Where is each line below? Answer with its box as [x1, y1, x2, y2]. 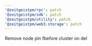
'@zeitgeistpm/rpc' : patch [5, 7, 62, 13]
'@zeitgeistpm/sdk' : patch [5, 12, 62, 17]
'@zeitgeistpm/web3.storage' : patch [5, 21, 82, 27]
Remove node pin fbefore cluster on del [5, 35, 87, 41]
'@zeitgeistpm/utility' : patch [5, 17, 71, 22]
